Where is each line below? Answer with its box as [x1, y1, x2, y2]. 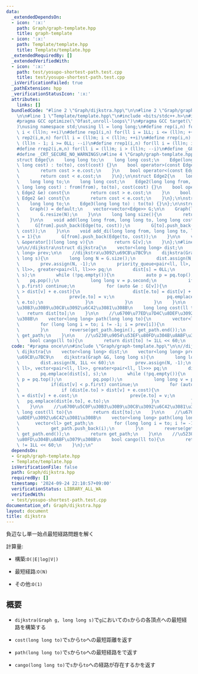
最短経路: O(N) [14, 568, 48, 575]
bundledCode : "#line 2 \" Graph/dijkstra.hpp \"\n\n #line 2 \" [11, 107, 165, 113]
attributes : [11, 96, 41, 102]
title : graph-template [16, 31, 72, 37]
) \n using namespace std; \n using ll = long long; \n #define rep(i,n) [16, 124, 186, 130]
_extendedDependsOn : [11, 14, 62, 20]
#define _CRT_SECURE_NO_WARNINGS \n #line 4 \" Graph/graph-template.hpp [16, 151, 194, 157]
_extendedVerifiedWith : [11, 58, 70, 64]
